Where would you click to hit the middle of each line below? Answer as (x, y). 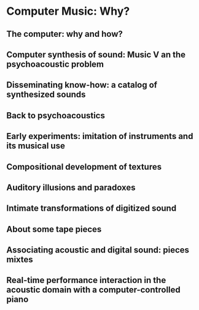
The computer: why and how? (64, 34)
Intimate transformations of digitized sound (92, 209)
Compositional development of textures (84, 167)
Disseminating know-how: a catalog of (82, 85)
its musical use (36, 146)
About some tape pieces (54, 229)
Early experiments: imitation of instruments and (100, 136)
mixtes (20, 259)
